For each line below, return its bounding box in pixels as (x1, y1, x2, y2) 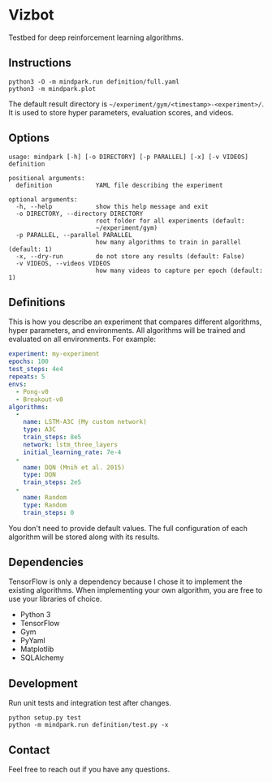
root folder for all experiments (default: (95, 217, 245, 225)
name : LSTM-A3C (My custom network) (23, 418, 148, 426)
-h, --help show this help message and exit (15, 202, 209, 210)
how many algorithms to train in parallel (95, 238, 242, 246)
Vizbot (8, 6, 54, 24)
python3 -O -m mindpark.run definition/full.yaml (8, 77, 180, 86)
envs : (8, 380, 27, 388)
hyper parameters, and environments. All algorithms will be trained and (8, 326, 246, 335)
